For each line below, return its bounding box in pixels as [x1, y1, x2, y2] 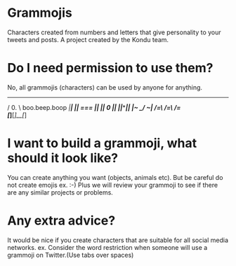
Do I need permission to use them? [7, 60, 214, 76]
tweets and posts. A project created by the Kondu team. [7, 35, 169, 43]
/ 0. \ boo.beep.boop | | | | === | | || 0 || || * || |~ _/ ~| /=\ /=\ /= [7, 103, 181, 111]
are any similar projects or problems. [7, 188, 114, 197]
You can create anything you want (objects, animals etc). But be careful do [7, 173, 223, 181]
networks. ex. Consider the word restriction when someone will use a [7, 243, 208, 251]
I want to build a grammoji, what [7, 135, 197, 151]
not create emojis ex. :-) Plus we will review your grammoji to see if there [7, 181, 218, 189]
